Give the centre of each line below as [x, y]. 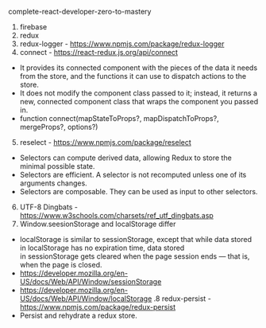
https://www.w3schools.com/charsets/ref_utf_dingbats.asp [117, 215]
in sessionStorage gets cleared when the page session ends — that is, [135, 256]
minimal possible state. [57, 166]
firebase [33, 27]
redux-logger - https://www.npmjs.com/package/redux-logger [122, 44]
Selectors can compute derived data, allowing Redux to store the [125, 158]
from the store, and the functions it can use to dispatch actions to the [133, 76]
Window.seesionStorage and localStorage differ [98, 224]
